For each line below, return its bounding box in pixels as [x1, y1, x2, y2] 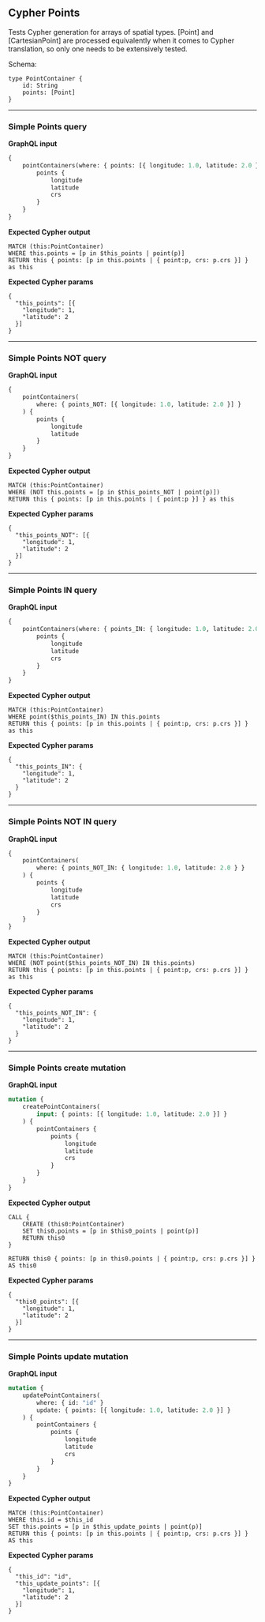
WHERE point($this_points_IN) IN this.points [8, 713, 160, 721]
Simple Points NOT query [8, 352, 106, 363]
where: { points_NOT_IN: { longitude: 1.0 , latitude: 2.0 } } [36, 864, 245, 872]
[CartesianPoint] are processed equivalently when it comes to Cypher [8, 36, 235, 45]
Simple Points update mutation [8, 1350, 129, 1361]
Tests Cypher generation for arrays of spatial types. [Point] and [8, 27, 215, 36]
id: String [22, 81, 58, 89]
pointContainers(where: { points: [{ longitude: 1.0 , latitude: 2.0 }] [22, 161, 263, 169]
